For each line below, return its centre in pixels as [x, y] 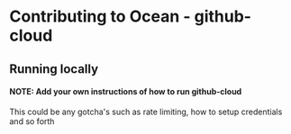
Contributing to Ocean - [100, 17]
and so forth [32, 121]
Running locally [54, 69]
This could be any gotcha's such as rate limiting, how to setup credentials [146, 112]
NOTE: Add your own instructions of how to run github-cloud [126, 92]
